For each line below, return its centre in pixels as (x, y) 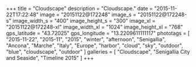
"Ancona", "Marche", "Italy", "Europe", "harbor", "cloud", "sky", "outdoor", (94, 45)
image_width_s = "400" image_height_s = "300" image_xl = (84, 21)
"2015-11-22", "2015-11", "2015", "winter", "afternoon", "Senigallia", (86, 39)
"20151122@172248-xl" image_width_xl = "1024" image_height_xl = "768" (94, 27)
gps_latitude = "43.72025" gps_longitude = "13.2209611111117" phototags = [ (98, 33)
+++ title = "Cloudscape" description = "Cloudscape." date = (80, 8)
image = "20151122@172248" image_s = (88, 15)
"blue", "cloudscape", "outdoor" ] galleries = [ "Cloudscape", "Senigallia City (98, 52)
